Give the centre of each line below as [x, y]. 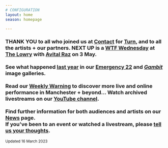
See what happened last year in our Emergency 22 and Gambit [84, 67]
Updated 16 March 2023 [26, 141]
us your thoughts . [28, 131]
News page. [20, 118]
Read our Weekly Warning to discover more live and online [79, 86]
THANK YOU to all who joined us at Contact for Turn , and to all [83, 42]
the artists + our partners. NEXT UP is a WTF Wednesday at [80, 48]
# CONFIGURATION [22, 10]
